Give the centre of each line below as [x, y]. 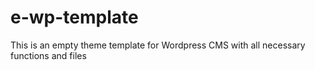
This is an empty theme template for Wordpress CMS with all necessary [158, 45]
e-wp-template [74, 17]
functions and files [48, 55]
